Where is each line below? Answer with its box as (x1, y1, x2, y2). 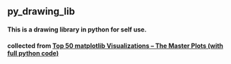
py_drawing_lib (7, 6, 76, 18)
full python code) (7, 49, 59, 57)
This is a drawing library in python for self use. (7, 25, 147, 34)
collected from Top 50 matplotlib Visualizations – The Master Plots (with (7, 41, 224, 50)
